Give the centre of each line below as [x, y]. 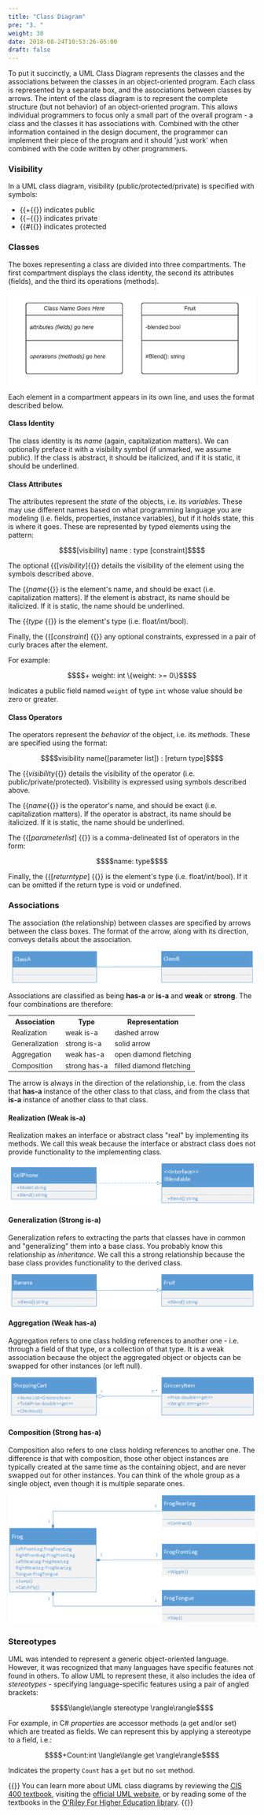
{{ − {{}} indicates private [59, 218]
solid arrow [132, 1044]
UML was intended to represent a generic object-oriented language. [119, 1659]
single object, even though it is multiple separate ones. [97, 1483]
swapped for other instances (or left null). [75, 1366]
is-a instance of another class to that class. [78, 1100]
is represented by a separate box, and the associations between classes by [130, 90]
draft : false [29, 50]
